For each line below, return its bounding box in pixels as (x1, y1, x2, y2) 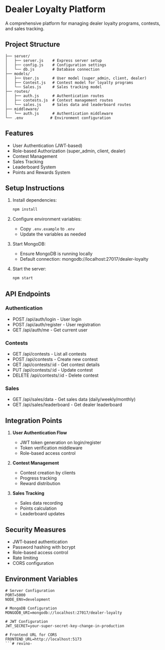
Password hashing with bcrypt (12, 544, 76, 550)
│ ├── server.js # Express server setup (5, 58, 102, 63)
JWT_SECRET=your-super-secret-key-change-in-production (5, 623, 124, 628)
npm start (12, 276, 34, 281)
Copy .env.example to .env (20, 226, 75, 232)
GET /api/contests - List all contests (12, 351, 87, 357)
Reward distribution (20, 481, 61, 487)
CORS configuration (12, 560, 54, 566)
